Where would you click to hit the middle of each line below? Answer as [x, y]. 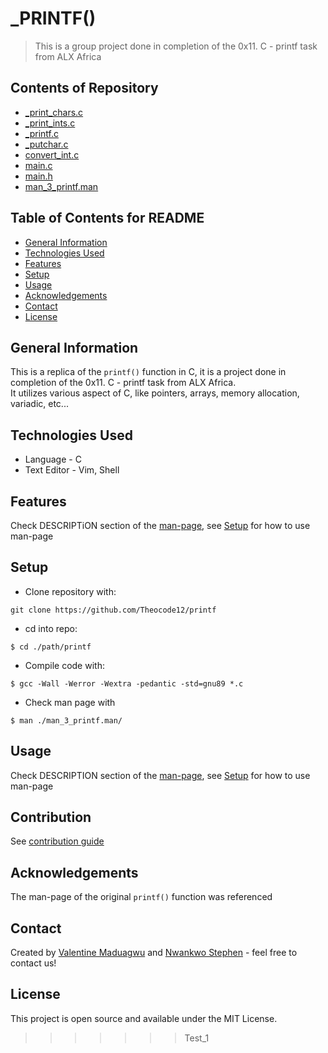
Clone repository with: [70, 591]
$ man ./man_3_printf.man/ [66, 720]
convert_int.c [52, 154]
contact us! [33, 963]
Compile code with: [64, 665]
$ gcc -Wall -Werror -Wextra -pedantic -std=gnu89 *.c [127, 683]
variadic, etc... [39, 404]
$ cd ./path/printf [51, 647]
